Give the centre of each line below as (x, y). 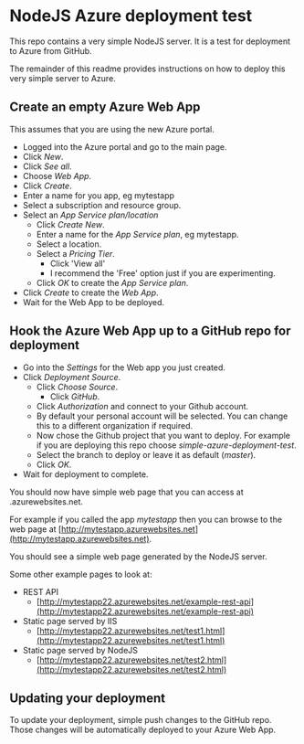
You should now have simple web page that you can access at (126, 492)
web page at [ (36, 529)
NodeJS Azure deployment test (131, 16)
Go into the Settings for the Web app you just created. (124, 367)
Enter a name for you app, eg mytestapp (99, 195)
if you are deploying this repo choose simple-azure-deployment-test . (166, 445)
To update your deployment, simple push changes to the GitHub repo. (141, 720)
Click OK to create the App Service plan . (112, 282)
